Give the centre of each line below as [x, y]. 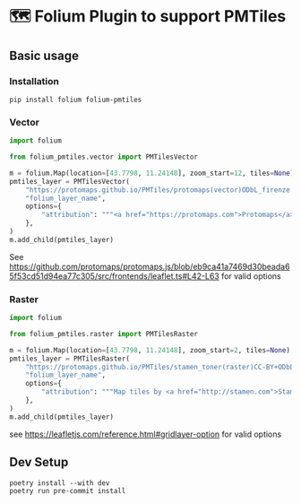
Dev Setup [39, 462]
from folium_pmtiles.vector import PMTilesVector [104, 157]
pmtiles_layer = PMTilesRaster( [69, 359]
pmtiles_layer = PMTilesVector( [69, 181]
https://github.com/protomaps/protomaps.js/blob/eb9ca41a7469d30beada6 [150, 266]
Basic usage [44, 55]
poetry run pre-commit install [68, 491]
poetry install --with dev [60, 483]
